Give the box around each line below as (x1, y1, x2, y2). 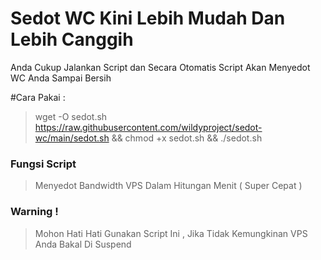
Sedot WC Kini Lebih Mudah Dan (10, 7, 286, 30)
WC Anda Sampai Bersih (10, 72, 112, 84)
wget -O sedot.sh (34, 110, 108, 122)
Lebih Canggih (10, 28, 134, 51)
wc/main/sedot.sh (34, 132, 110, 144)
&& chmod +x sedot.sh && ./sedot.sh (111, 132, 263, 144)
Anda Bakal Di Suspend (34, 238, 132, 250)
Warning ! (10, 205, 59, 219)
